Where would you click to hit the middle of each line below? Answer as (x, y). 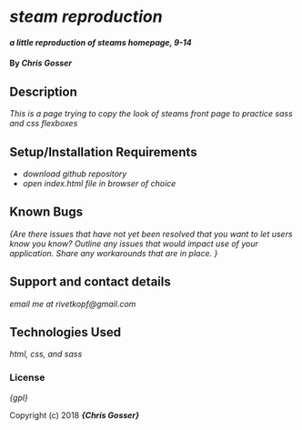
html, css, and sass (46, 354)
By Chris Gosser (41, 63)
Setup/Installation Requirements (103, 152)
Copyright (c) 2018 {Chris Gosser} (75, 415)
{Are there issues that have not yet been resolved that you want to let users (151, 234)
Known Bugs (46, 212)
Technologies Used (65, 332)
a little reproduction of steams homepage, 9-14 (101, 42)
